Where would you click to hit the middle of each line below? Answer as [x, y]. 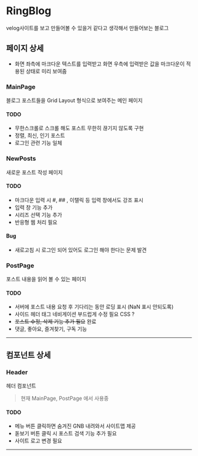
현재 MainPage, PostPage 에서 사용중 [65, 398]
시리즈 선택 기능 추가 [38, 214]
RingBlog [29, 11]
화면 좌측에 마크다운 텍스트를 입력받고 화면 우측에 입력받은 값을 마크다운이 [100, 64]
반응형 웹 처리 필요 [36, 222]
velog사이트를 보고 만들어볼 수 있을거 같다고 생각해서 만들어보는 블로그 [88, 28]
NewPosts [21, 159]
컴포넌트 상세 [29, 355]
